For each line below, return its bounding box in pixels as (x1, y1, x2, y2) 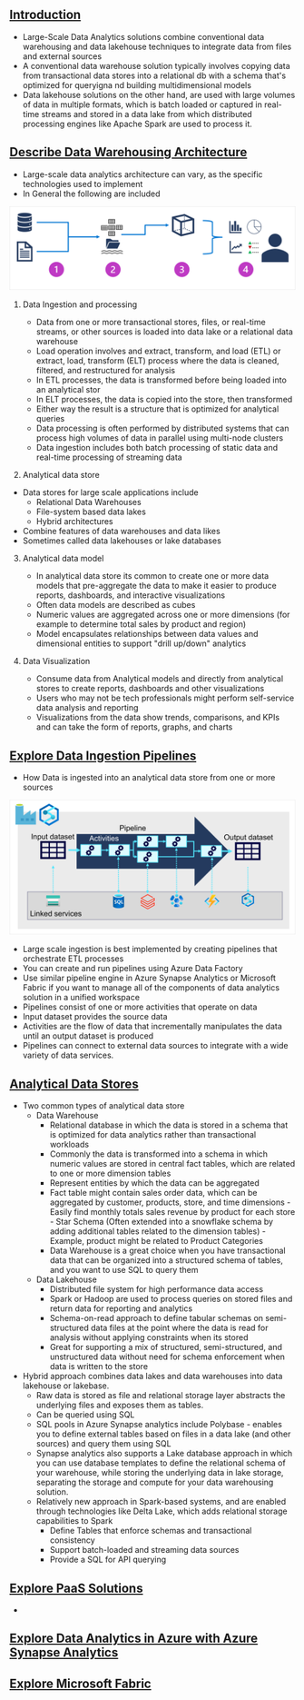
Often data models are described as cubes (35, 600, 196, 611)
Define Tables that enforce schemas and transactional (49, 1526, 252, 1536)
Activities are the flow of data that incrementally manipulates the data (22, 1021, 283, 1032)
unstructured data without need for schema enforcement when (49, 1351, 286, 1362)
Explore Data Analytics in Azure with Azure (9, 1631, 259, 1646)
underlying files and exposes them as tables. (35, 1399, 204, 1411)
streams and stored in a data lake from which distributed (41, 108, 252, 119)
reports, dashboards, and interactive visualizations (35, 590, 225, 601)
